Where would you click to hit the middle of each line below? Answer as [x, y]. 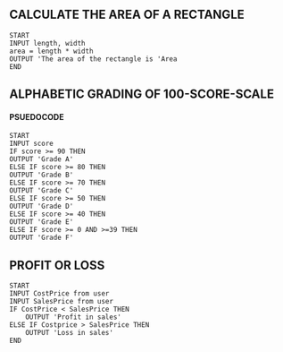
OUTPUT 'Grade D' [42, 206]
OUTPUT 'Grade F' [42, 238]
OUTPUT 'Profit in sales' [74, 317]
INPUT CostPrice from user [59, 294]
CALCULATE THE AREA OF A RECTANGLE [127, 15]
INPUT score [31, 144]
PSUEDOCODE [37, 116]
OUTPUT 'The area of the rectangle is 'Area [93, 59]
